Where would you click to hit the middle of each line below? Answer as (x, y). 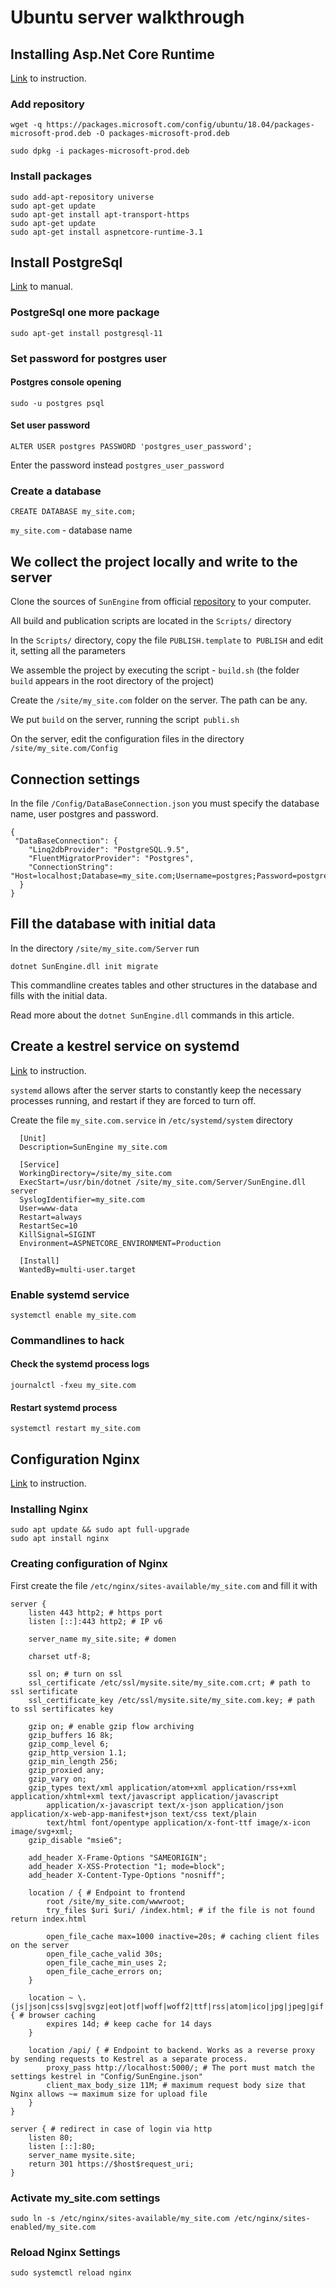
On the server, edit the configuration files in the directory (127, 739)
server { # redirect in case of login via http (111, 2129)
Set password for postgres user (88, 358)
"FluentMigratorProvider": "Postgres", (111, 858)
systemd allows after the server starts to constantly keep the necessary (156, 1090)
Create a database (56, 491)
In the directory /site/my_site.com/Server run (105, 948)
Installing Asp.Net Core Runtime (112, 54)
